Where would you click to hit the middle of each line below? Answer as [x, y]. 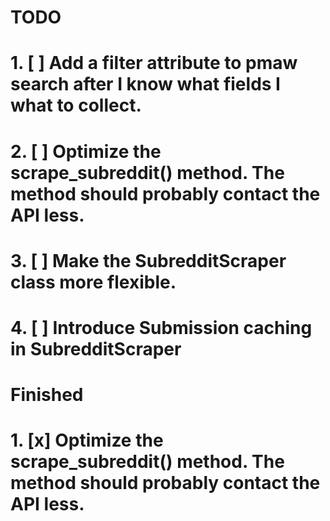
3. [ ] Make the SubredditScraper [148, 260]
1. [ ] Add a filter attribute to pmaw [154, 63]
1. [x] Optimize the [87, 440]
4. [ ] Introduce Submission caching [161, 327]
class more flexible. [93, 282]
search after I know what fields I [145, 84]
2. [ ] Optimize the [86, 151]
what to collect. [76, 105]
